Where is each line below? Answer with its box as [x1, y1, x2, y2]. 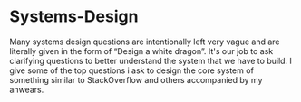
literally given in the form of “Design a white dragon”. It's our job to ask [9, 45, 274, 56]
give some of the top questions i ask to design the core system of [9, 65, 254, 76]
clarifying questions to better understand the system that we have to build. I [9, 55, 293, 66]
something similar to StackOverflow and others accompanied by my [9, 74, 263, 85]
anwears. [9, 84, 44, 95]
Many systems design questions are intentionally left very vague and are [9, 36, 280, 47]
